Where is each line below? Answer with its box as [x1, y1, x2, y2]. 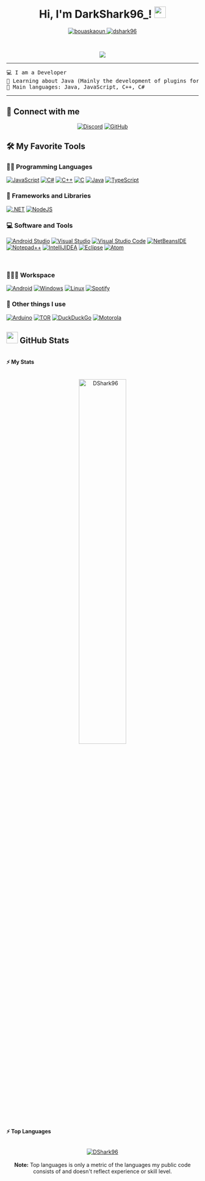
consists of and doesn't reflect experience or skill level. [33, 1168, 172, 1175]
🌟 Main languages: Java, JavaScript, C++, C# [6, 83, 145, 90]
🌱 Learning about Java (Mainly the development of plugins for [6, 77, 200, 84]
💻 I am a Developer [6, 69, 67, 76]
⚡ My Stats [6, 358, 35, 366]
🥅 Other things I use [6, 300, 66, 308]
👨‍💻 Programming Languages [6, 162, 93, 171]
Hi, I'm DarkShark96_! [38, 7, 153, 21]
